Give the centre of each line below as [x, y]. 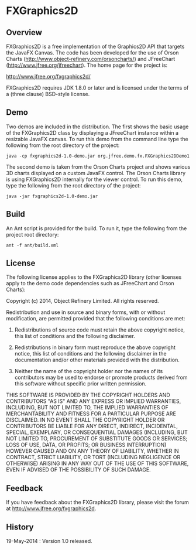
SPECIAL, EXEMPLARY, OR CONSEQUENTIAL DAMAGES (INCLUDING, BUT [97, 432]
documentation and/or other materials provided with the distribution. [97, 360]
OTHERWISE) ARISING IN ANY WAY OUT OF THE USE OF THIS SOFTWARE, [97, 463]
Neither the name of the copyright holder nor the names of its [89, 371]
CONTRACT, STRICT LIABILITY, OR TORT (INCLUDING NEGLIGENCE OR [93, 457]
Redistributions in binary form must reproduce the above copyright [95, 347]
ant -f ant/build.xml [32, 245]
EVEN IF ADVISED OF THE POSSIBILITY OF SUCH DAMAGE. [78, 470]
